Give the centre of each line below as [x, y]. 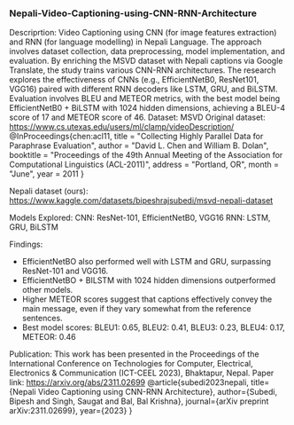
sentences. [43, 319]
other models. [47, 290]
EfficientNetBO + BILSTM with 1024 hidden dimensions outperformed [149, 280]
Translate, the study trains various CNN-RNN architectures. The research [143, 70]
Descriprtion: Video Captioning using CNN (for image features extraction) [143, 33]
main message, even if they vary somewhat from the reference [136, 309]
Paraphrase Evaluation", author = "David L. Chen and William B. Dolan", [139, 146]
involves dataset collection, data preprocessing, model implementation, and [147, 51]
